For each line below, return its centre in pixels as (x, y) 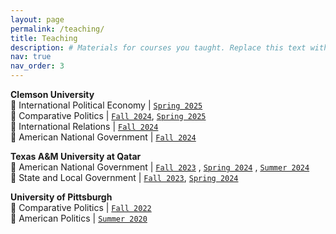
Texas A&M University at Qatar (76, 156)
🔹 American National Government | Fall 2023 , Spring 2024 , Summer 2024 (160, 167)
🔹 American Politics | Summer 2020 (79, 218)
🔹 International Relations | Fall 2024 (84, 126)
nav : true (31, 57)
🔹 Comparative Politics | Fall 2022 (81, 207)
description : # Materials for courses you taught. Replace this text (158, 47)
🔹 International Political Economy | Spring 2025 (106, 105)
